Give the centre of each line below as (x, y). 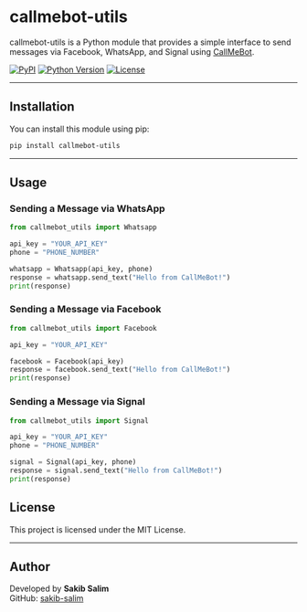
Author (30, 567)
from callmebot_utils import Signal (79, 421)
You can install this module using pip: (79, 129)
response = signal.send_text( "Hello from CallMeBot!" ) (116, 471)
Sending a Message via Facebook (85, 310)
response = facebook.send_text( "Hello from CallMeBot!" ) (120, 370)
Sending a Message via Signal (78, 402)
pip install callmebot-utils (65, 145)
